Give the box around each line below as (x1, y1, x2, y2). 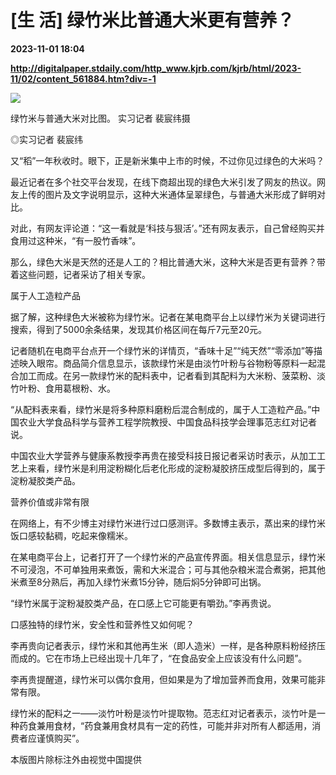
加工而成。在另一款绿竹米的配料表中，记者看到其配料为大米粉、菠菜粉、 (18, 369, 317, 381)
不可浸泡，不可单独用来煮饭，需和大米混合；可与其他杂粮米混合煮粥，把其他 (10, 563, 326, 575)
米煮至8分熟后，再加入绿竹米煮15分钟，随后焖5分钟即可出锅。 (10, 576, 267, 588)
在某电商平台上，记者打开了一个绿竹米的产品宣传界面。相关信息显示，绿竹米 (10, 551, 326, 563)
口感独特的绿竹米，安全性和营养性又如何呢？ (10, 618, 195, 630)
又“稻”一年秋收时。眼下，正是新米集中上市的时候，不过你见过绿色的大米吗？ (10, 154, 325, 166)
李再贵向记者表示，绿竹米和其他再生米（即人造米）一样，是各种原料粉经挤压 (10, 639, 326, 651)
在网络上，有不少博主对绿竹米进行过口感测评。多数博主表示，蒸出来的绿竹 (10, 517, 317, 529)
